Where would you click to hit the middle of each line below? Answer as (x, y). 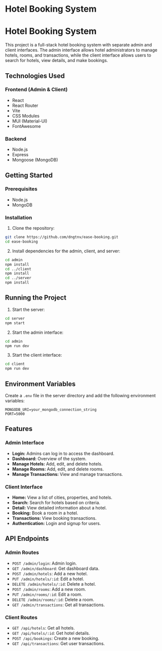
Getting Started (29, 175)
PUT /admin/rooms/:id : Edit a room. (47, 594)
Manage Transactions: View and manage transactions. (67, 474)
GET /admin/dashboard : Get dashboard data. (56, 568)
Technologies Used (35, 76)
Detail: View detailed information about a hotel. (59, 508)
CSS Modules (26, 116)
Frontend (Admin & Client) (36, 90)
